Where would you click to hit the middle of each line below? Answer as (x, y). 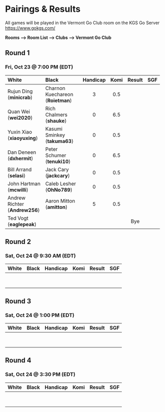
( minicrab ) (20, 97)
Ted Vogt (18, 218)
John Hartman (24, 183)
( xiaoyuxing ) (23, 138)
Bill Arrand (20, 170)
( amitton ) (56, 207)
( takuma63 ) (59, 141)
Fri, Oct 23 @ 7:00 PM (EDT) (39, 67)
